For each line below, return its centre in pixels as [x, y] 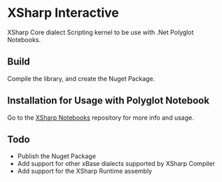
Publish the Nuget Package [57, 156]
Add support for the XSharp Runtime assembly [85, 171]
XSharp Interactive [63, 13]
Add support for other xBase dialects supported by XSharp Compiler [116, 164]
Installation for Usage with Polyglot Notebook [109, 100]
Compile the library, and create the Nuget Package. [81, 78]
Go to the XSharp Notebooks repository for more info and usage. [100, 118]
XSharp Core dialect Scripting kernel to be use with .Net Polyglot [100, 32]
